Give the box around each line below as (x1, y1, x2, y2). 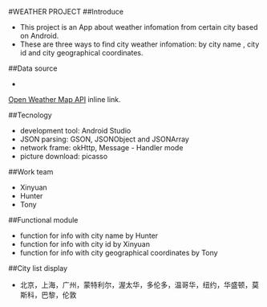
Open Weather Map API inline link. (8, 95, 122, 104)
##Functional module (8, 215, 79, 224)
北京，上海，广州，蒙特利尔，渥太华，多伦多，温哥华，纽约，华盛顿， (19, 280, 253, 289)
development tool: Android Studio (19, 126, 131, 135)
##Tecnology (8, 110, 52, 120)
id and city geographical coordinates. (19, 48, 144, 57)
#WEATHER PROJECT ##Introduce (8, 7, 124, 16)
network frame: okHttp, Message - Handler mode (19, 143, 184, 152)
